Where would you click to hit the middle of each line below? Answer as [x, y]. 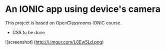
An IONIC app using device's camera [83, 9]
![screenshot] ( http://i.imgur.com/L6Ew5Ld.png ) [54, 42]
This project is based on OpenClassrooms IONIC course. [63, 23]
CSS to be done [28, 32]
